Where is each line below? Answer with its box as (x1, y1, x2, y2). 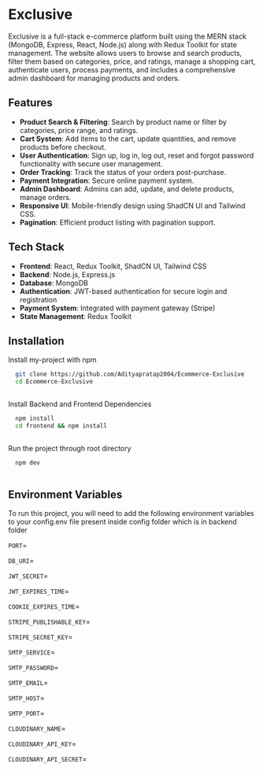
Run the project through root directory (8, 443, 131, 453)
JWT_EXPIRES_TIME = (8, 587, 69, 596)
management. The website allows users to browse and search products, (8, 48, 243, 57)
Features (8, 96, 53, 109)
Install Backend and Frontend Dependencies (8, 399, 152, 409)
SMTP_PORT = (8, 709, 45, 718)
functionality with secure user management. (19, 159, 163, 169)
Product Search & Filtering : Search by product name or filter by (19, 117, 227, 127)
